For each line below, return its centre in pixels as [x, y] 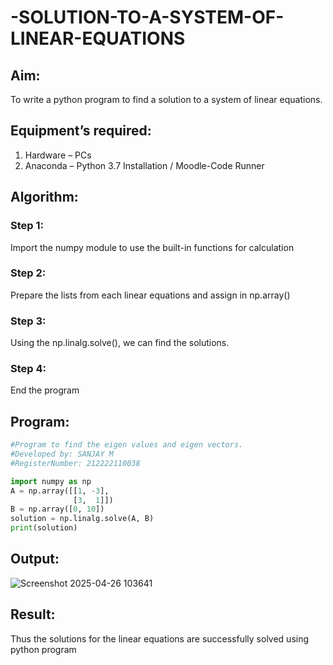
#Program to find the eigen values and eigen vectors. [127, 445]
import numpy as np [51, 481]
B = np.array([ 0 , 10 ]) [57, 509]
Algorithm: [44, 197]
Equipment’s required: [81, 131]
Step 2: [28, 273]
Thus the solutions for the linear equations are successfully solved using [160, 638]
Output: [35, 559]
